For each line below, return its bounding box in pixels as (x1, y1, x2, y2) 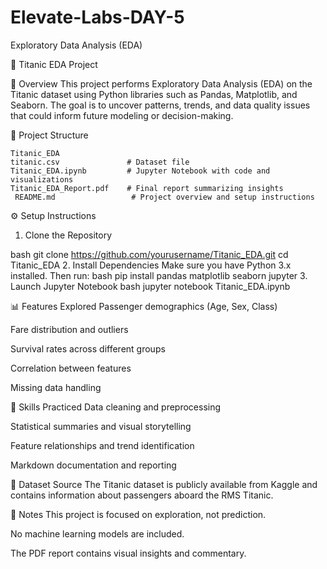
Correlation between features (10, 362, 132, 374)
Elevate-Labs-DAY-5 (10, 6, 185, 29)
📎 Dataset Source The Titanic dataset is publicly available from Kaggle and (10, 478, 318, 490)
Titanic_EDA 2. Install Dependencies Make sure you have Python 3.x (10, 259, 292, 271)
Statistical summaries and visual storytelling (10, 420, 192, 432)
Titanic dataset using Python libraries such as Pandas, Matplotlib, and (10, 88, 298, 100)
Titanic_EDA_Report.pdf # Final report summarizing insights (10, 183, 284, 193)
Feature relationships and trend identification (10, 439, 195, 451)
